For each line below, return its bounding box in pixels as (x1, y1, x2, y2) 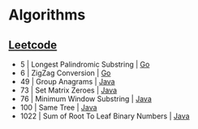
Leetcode (8, 38, 58, 52)
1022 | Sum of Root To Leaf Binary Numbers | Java (19, 111, 190, 121)
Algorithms (8, 6, 86, 24)
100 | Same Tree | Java (19, 103, 97, 112)
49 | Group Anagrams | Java (19, 77, 115, 86)
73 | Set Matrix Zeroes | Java (19, 85, 118, 95)
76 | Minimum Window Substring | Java (19, 94, 153, 103)
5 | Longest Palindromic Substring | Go (19, 59, 150, 69)
